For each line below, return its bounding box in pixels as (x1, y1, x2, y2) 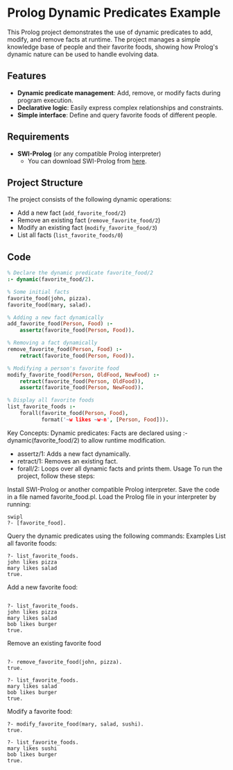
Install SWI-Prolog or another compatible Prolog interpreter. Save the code (7, 485, 220, 493)
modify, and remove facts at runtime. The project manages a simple (7, 35, 200, 43)
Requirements (7, 131, 69, 143)
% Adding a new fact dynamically (7, 314, 104, 321)
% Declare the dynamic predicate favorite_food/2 (7, 270, 154, 277)
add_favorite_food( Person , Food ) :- (7, 320, 113, 327)
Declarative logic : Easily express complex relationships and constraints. (17, 103, 224, 112)
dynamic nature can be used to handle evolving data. (7, 50, 159, 58)
